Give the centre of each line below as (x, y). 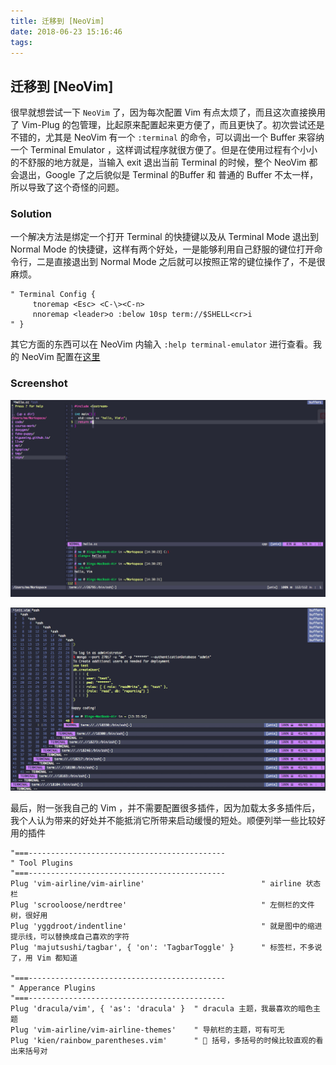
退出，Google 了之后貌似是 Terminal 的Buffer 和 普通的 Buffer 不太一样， (168, 175)
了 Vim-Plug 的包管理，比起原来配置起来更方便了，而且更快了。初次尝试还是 (167, 125)
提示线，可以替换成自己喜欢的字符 (70, 936)
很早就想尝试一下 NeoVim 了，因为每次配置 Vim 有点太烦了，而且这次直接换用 (168, 112)
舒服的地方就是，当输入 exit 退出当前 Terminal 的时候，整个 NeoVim (167, 162)
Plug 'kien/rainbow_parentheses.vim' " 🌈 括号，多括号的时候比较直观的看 (167, 1040)
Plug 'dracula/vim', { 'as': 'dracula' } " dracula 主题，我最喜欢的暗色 (162, 1008)
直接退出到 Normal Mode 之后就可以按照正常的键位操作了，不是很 (189, 262)
